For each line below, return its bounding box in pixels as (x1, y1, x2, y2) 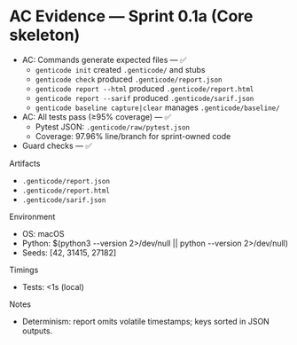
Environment (9, 211, 56, 222)
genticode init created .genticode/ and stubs (35, 64, 206, 74)
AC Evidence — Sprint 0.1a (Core (9, 6, 254, 27)
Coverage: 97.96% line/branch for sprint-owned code (35, 130, 231, 141)
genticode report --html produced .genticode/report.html (35, 82, 254, 94)
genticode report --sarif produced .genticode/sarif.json (35, 92, 254, 103)
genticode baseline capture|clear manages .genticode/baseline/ (35, 102, 281, 113)
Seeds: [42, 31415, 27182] (21, 247, 117, 258)
